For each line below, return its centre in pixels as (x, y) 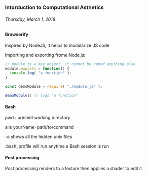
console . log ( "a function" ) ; (40, 73)
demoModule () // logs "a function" (42, 96)
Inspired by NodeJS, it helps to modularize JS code (57, 45)
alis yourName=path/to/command (39, 127)
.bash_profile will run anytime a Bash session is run (57, 146)
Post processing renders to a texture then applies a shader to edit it (73, 169)
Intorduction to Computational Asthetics (55, 7)
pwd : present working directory (38, 118)
